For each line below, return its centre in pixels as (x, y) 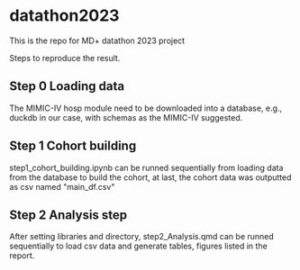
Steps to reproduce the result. (65, 58)
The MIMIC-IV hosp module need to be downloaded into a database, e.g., (145, 108)
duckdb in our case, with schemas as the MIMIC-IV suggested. (126, 117)
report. (22, 256)
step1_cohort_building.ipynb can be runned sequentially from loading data (146, 167)
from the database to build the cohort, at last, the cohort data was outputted (150, 177)
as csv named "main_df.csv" (62, 186)
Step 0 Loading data (67, 86)
